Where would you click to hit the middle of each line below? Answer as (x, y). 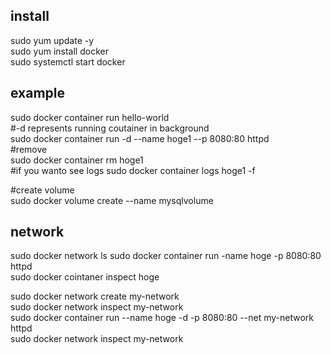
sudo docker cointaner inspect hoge (85, 277)
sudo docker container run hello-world (90, 117)
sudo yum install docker (59, 51)
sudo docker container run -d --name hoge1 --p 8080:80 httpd (140, 138)
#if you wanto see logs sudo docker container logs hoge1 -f (133, 170)
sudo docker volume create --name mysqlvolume (112, 200)
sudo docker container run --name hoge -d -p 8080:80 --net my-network (162, 318)
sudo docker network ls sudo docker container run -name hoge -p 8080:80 (166, 256)
